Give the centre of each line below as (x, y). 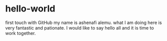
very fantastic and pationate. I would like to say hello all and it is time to (80, 27)
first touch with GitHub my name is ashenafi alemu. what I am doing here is (84, 22)
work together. (21, 33)
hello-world (30, 9)
